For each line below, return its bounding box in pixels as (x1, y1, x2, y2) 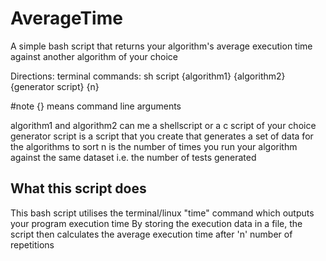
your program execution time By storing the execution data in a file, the (10, 217, 303, 229)
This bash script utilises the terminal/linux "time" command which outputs (10, 207, 315, 219)
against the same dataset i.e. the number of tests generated (10, 151, 257, 163)
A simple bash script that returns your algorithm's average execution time (10, 40, 313, 52)
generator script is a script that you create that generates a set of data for (10, 130, 314, 142)
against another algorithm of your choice (10, 50, 178, 62)
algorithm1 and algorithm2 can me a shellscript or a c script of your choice (10, 119, 317, 131)
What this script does (10, 180, 147, 197)
